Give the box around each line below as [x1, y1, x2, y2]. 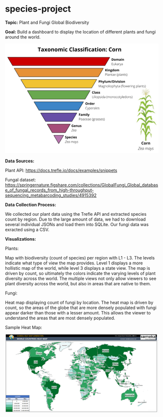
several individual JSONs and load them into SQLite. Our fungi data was [5, 221, 149, 227]
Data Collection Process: [5, 202, 56, 208]
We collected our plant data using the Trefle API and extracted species [5, 211, 147, 217]
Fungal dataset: [5, 176, 36, 183]
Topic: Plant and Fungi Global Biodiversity [5, 19, 89, 25]
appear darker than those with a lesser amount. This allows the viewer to [5, 310, 151, 315]
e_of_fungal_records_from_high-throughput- [5, 187, 94, 193]
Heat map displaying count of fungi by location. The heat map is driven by [5, 299, 154, 305]
